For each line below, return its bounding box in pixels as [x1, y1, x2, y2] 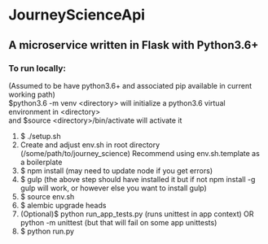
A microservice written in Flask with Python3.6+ [8, 38, 259, 52]
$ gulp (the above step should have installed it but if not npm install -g [20, 174, 256, 184]
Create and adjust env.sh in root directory [20, 140, 160, 150]
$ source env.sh [20, 191, 75, 201]
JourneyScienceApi [8, 6, 145, 24]
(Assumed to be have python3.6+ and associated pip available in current [8, 81, 253, 90]
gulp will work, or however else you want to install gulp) [20, 183, 208, 193]
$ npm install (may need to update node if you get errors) [20, 165, 213, 176]
